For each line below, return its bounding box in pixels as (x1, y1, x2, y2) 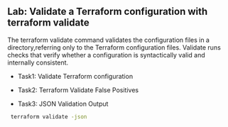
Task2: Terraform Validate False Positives (17, 85, 139, 94)
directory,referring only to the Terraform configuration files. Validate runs (7, 43, 222, 52)
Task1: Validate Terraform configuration (17, 72, 134, 80)
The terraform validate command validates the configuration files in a (7, 35, 210, 44)
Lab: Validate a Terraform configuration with (7, 6, 208, 18)
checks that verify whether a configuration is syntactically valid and (7, 50, 205, 59)
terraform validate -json (10, 113, 87, 120)
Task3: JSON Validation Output (17, 99, 109, 108)
